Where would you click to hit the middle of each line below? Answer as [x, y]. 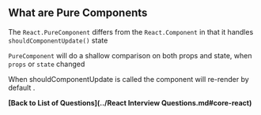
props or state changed [47, 64]
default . [22, 87]
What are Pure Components [78, 13]
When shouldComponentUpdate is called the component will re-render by [129, 79]
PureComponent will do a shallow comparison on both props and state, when [130, 55]
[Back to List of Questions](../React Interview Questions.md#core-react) [130, 102]
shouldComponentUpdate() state [58, 40]
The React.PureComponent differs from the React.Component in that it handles [131, 32]
